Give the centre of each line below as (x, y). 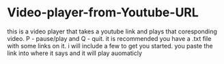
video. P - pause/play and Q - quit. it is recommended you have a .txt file (109, 38)
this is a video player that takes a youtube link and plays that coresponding (112, 31)
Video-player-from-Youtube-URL (103, 13)
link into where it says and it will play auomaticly (74, 53)
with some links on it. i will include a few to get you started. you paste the (110, 46)
